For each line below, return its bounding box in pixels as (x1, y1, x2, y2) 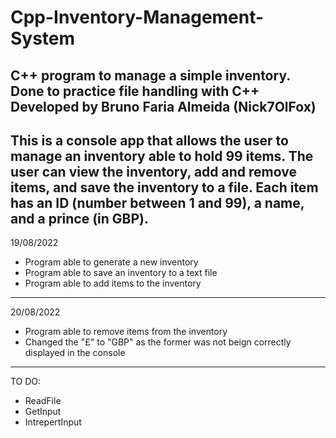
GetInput (24, 406, 62, 418)
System (10, 27, 76, 50)
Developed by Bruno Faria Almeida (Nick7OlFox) (10, 98, 317, 115)
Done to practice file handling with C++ (10, 82, 260, 100)
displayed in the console (24, 347, 126, 359)
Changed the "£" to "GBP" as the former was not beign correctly (24, 336, 292, 348)
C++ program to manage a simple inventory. (10, 67, 291, 84)
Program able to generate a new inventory (24, 256, 199, 268)
